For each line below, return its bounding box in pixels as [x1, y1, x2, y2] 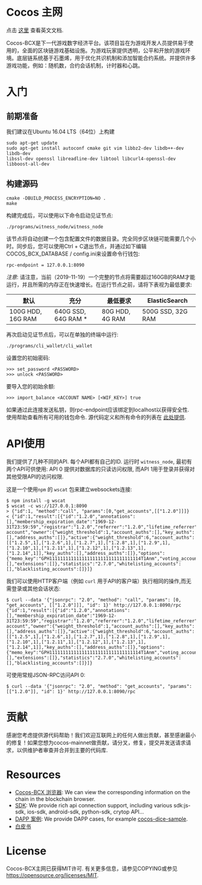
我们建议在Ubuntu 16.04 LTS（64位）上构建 [6, 127, 115, 135]
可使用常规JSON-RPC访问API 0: [6, 671, 86, 678]
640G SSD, [54, 307, 86, 316]
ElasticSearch [147, 296, 188, 304]
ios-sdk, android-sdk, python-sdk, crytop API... [26, 808, 144, 815]
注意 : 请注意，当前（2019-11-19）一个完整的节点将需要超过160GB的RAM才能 [6, 273, 195, 280]
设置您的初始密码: [6, 354, 50, 361]
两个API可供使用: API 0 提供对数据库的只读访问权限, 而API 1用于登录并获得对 [6, 465, 195, 473]
